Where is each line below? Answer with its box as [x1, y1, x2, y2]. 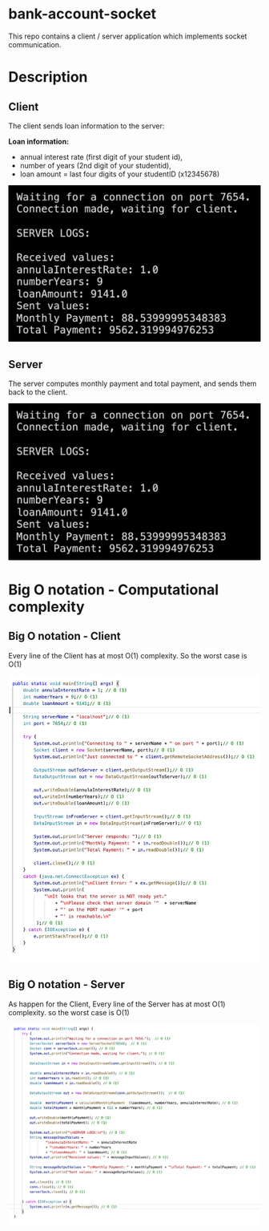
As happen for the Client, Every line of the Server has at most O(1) [8, 999, 226, 1009]
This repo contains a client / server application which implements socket [8, 31, 247, 41]
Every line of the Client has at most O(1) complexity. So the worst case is [8, 650, 247, 660]
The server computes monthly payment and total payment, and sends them [8, 379, 257, 389]
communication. [8, 39, 62, 49]
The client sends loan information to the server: [8, 121, 165, 131]
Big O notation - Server [8, 978, 126, 991]
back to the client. [8, 387, 68, 397]
